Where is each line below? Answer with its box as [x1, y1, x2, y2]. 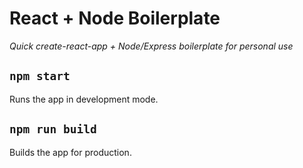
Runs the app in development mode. [9, 93, 159, 105]
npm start [9, 69, 71, 84]
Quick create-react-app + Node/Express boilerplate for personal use [9, 40, 294, 52]
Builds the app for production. [9, 146, 132, 158]
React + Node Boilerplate [9, 7, 221, 30]
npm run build [9, 122, 97, 137]
